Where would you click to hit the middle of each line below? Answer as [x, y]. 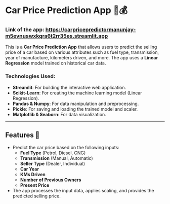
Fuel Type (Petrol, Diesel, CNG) [53, 153]
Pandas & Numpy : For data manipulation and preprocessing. [76, 104]
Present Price [35, 185]
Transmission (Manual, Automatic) [56, 158]
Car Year [30, 169]
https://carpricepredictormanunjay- [91, 30]
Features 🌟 [23, 135]
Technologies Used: [30, 76]
